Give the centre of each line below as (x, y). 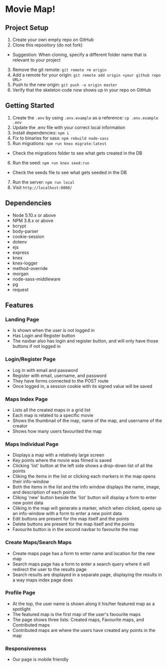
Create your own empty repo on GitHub (53, 39)
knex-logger (25, 263)
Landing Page (22, 319)
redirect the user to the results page (49, 569)
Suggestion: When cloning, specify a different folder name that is (79, 54)
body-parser (25, 231)
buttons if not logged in (36, 346)
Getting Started (30, 106)
